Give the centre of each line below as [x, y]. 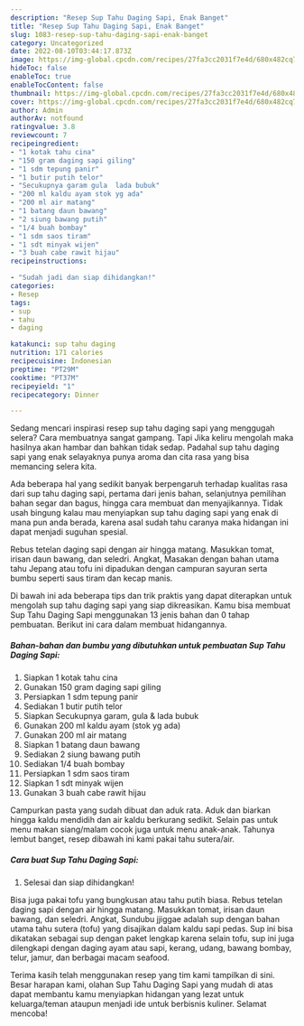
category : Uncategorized [57, 43]
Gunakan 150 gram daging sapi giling [92, 687]
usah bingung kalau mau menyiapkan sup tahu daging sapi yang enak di [144, 513]
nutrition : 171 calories [57, 353]
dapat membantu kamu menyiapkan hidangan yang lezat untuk [127, 994]
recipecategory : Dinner [55, 395]
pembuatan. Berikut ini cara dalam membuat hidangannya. [119, 625]
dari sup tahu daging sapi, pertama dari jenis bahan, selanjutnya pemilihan [148, 494]
